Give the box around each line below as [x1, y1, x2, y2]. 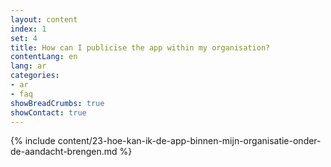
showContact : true [10, 107, 87, 118]
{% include [10, 135, 56, 147]
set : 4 [10, 33, 38, 43]
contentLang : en [10, 52, 78, 62]
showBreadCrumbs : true [10, 98, 105, 108]
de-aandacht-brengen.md [10, 146, 118, 158]
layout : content [10, 14, 78, 25]
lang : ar [10, 61, 47, 71]
